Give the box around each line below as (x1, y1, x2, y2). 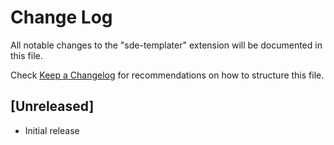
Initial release (24, 124, 80, 136)
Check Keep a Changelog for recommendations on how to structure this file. (10, 69, 325, 81)
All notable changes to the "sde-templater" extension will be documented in (10, 39, 323, 51)
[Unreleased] (10, 98, 95, 115)
